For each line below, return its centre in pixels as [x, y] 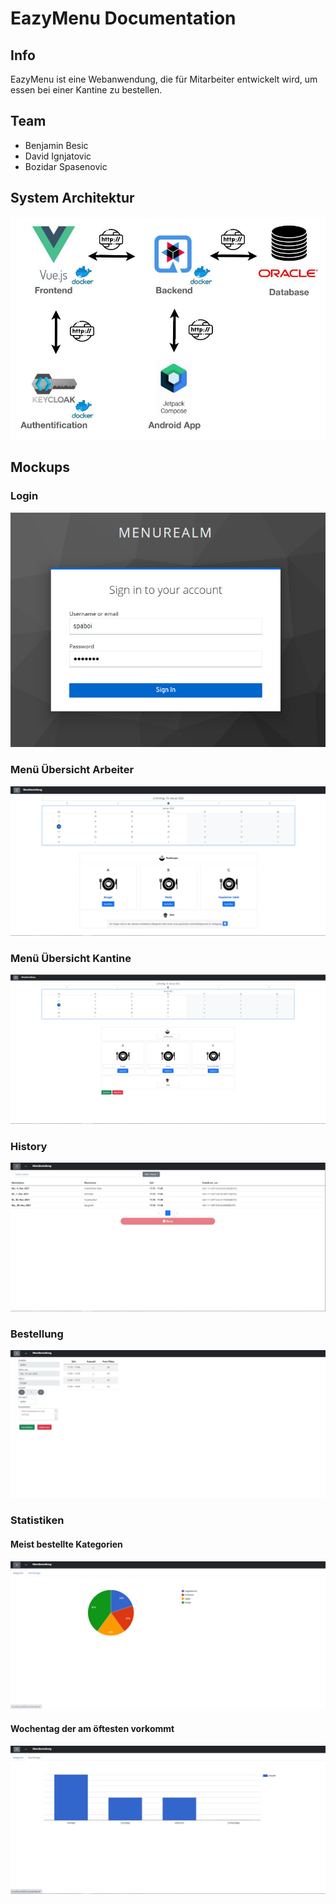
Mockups [40, 467]
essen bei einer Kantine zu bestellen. [86, 90]
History [29, 1146]
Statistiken [37, 1520]
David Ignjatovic [58, 156]
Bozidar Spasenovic [66, 166]
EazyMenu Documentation [123, 18]
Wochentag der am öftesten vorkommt [92, 1729]
